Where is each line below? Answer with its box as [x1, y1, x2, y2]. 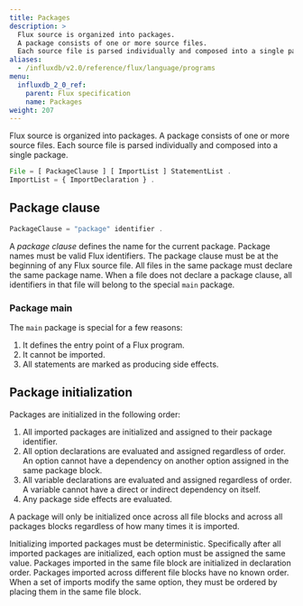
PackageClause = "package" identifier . [9, 224, 164, 233]
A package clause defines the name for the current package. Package [9, 240, 271, 251]
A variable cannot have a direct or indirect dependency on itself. [22, 484, 262, 495]
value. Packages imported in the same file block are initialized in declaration [9, 557, 291, 568]
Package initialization [9, 385, 133, 400]
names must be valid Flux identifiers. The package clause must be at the [9, 250, 279, 261]
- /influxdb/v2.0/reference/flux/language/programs [17, 64, 216, 73]
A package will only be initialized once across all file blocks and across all [9, 511, 283, 522]
